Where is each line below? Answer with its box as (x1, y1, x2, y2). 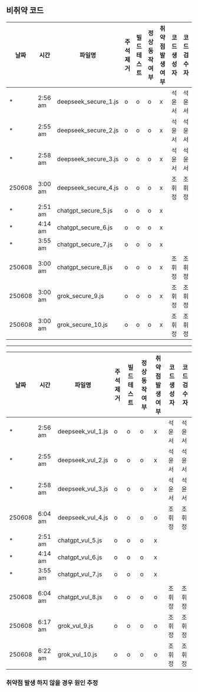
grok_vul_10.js (57, 650, 97, 658)
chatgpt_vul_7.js (57, 570, 103, 578)
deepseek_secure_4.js (57, 183, 119, 191)
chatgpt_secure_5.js (57, 206, 113, 214)
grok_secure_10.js (57, 320, 108, 329)
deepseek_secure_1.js (57, 97, 119, 105)
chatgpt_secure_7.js (57, 240, 113, 249)
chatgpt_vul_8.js (57, 592, 103, 601)
